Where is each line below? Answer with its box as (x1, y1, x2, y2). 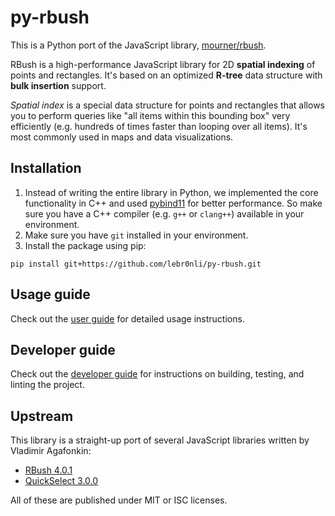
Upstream (10, 407, 74, 425)
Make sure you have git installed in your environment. (24, 229, 249, 241)
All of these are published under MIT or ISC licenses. (10, 494, 228, 506)
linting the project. (10, 379, 85, 391)
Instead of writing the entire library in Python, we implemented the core (24, 186, 319, 198)
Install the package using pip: (24, 239, 147, 251)
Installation (10, 160, 82, 177)
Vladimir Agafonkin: (10, 445, 92, 457)
